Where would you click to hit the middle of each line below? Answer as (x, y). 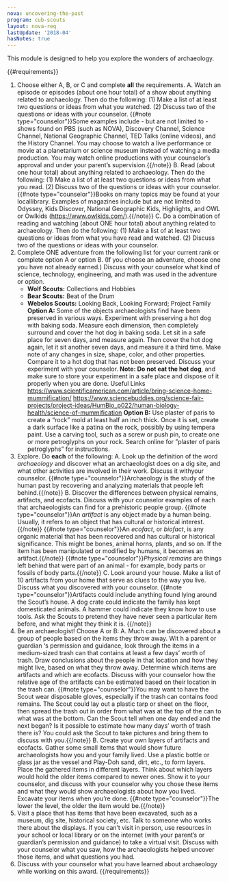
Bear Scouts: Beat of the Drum (71, 296)
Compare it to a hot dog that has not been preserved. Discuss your (121, 362)
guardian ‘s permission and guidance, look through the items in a (108, 646)
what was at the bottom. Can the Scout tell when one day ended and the (119, 719)
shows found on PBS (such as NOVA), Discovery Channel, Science (111, 129)
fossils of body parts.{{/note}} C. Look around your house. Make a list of (119, 573)
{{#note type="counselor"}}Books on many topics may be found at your (118, 194)
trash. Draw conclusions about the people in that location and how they (117, 660)
